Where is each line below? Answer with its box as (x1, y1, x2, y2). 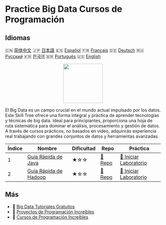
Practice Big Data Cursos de (5, 3, 123, 15)
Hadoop (27, 174, 46, 181)
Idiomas (5, 34, 31, 42)
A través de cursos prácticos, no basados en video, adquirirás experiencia (5, 128, 157, 134)
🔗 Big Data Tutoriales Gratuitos (12, 203, 75, 209)
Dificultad (72, 145, 96, 151)
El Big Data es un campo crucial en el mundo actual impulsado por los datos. (5, 107, 162, 113)
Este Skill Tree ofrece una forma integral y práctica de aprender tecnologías (5, 112, 160, 118)
